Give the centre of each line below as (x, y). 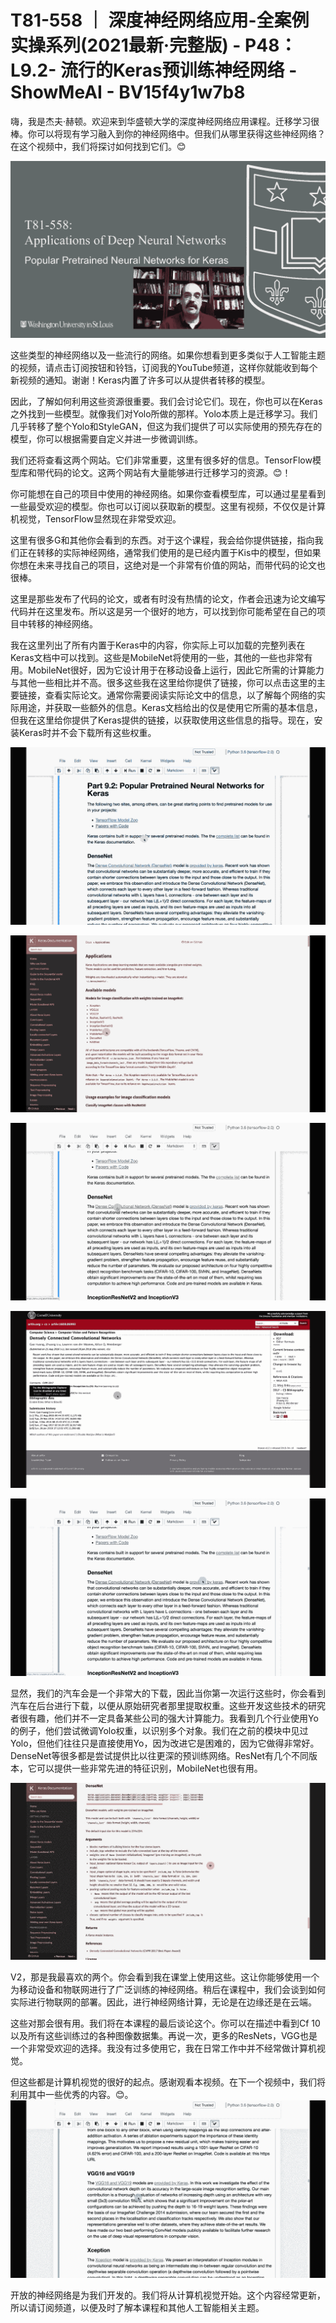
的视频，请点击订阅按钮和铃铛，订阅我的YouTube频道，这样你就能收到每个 (164, 368)
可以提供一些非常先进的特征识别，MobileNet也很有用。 (149, 1768)
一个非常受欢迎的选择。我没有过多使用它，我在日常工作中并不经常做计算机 (163, 2048)
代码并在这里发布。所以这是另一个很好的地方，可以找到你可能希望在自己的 (163, 612)
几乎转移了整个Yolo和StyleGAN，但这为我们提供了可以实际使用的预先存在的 (166, 427)
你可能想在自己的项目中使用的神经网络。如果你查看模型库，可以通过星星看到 (168, 494)
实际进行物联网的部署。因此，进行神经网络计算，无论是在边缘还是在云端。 (163, 2002)
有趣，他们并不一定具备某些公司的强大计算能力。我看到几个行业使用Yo (173, 1718)
